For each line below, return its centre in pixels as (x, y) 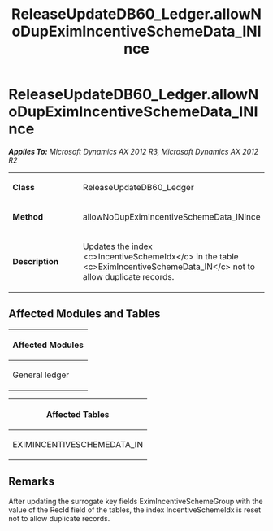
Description (36, 261)
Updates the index (117, 246)
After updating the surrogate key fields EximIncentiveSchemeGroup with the (136, 501)
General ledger (41, 375)
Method (28, 216)
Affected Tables (78, 414)
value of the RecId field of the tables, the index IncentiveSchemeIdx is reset (135, 510)
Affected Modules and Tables (84, 314)
